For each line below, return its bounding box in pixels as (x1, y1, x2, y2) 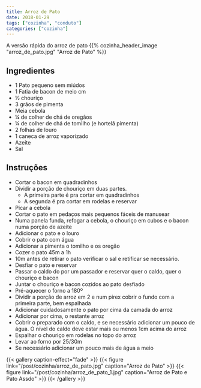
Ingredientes (6, 65, 55, 76)
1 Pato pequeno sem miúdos (14, 82, 85, 89)
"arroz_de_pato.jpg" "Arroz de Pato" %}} (6, 49, 107, 56)
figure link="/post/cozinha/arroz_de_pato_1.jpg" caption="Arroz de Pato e (6, 368, 188, 375)
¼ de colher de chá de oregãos (14, 113, 92, 121)
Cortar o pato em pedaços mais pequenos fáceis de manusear (14, 210, 170, 218)
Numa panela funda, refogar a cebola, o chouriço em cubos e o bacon (14, 216, 189, 224)
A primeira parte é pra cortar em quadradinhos (23, 191, 140, 198)
